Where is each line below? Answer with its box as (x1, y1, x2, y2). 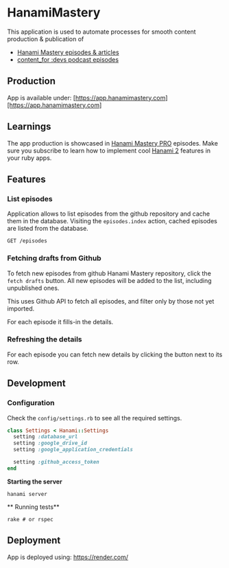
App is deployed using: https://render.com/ (7, 553, 129, 561)
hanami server (7, 490, 48, 497)
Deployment (7, 534, 61, 547)
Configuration (7, 398, 55, 408)
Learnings (7, 121, 51, 133)
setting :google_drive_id (13, 440, 88, 447)
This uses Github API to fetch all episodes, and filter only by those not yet (7, 297, 215, 305)
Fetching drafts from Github (7, 253, 101, 263)
